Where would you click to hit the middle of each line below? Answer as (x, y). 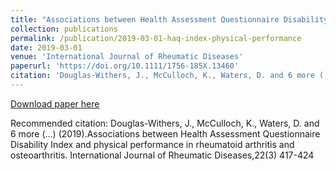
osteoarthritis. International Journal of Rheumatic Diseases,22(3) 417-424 (162, 155)
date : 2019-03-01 (46, 47)
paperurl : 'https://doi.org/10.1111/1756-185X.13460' (125, 66)
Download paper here (55, 103)
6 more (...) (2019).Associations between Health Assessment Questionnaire (165, 133)
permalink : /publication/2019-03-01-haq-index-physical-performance (156, 38)
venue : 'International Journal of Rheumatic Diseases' (127, 57)
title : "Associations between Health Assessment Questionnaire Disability (169, 19)
